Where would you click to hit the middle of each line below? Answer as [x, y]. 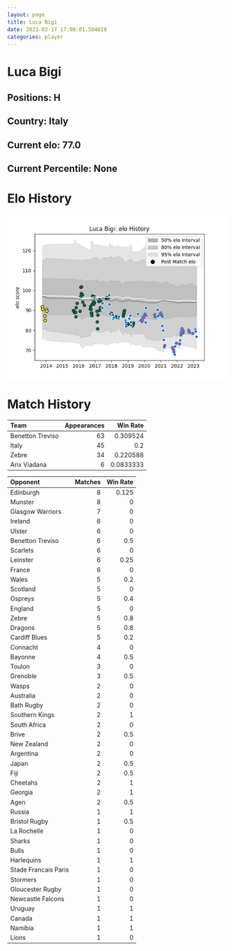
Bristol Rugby [29, 822]
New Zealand [29, 744]
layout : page [26, 15]
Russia [20, 812]
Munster [22, 502]
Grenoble [23, 676]
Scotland [23, 589]
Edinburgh [25, 492]
